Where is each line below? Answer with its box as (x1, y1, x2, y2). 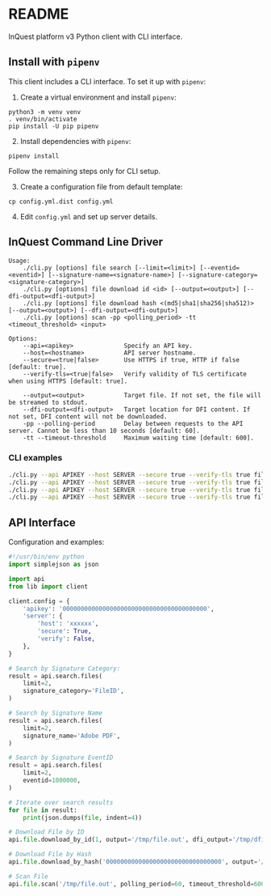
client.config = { (8, 597, 70, 605)
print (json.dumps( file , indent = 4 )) (23, 813, 143, 822)
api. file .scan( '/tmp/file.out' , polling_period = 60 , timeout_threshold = (8, 880, 254, 888)
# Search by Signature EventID (8, 754, 114, 762)
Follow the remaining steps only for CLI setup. (8, 166, 161, 176)
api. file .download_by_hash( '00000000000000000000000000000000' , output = (8, 858, 258, 866)
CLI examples (8, 452, 63, 464)
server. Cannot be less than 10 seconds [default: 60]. (8, 427, 200, 435)
